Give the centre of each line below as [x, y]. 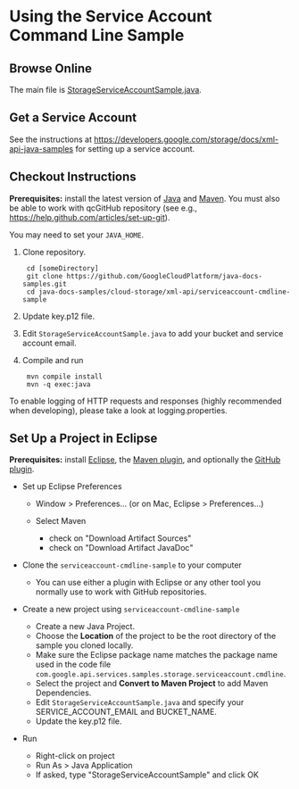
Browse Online [50, 68]
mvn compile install [64, 377]
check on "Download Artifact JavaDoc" [121, 548]
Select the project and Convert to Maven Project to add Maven [152, 684]
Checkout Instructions [73, 177]
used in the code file [73, 664]
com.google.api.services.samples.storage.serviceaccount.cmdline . [161, 674]
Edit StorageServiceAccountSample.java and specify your [140, 702]
